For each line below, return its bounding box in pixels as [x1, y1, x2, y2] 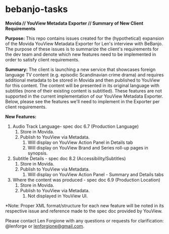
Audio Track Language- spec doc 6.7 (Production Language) [12, 123, 139, 129]
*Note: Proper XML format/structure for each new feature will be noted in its [5, 202, 164, 208]
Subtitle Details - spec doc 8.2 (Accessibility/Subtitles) [12, 155, 126, 162]
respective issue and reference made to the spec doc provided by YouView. [5, 208, 163, 214]
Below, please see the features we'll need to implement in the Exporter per [5, 98, 160, 104]
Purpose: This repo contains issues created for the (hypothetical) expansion [5, 35, 164, 41]
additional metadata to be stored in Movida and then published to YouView [5, 77, 160, 83]
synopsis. [27, 150, 48, 156]
